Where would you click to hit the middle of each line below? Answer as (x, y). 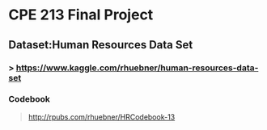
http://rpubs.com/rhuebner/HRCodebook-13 (102, 117)
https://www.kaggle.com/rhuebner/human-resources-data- (137, 68)
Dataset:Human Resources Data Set (101, 45)
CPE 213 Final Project (81, 15)
